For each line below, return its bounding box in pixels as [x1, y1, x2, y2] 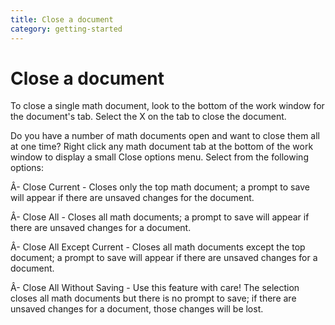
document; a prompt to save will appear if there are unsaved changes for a [10, 252, 318, 264]
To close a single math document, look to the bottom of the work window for [10, 100, 325, 112]
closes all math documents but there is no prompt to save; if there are [10, 292, 297, 305]
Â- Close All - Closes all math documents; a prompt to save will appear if [10, 211, 310, 223]
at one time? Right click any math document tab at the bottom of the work [10, 141, 314, 153]
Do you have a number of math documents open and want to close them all [10, 130, 320, 142]
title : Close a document [10, 14, 114, 25]
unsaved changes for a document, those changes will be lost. [10, 303, 264, 315]
